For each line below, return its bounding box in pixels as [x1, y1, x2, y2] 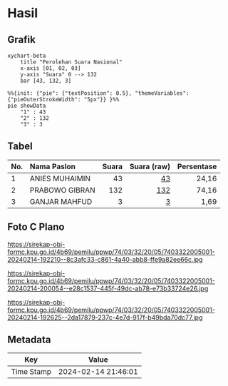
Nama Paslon [29, 161, 76, 171]
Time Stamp [11, 367, 52, 377]
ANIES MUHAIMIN [29, 173, 91, 183]
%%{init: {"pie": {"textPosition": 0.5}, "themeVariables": [7, 90, 190, 97]
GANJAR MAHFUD [29, 196, 93, 206]
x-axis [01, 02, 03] [20, 65, 81, 72]
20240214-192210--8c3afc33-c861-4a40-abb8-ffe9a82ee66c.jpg [7, 255, 203, 263]
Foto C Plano [7, 221, 65, 233]
